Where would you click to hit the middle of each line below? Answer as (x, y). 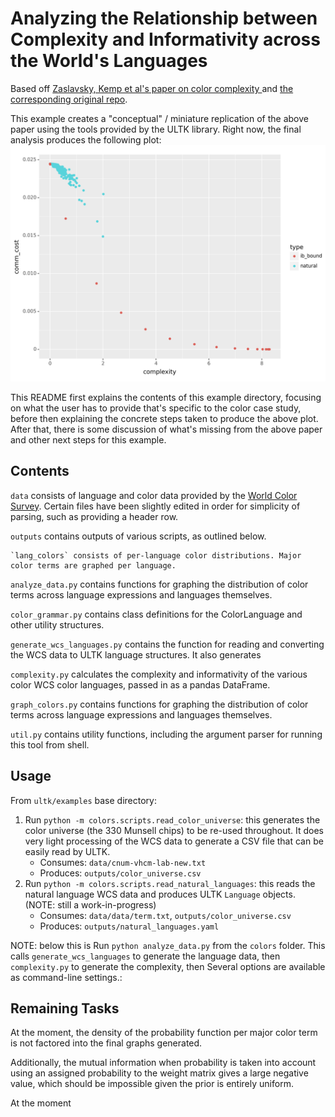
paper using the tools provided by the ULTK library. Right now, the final (156, 129)
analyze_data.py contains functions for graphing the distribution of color (159, 584)
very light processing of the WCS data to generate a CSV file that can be (174, 841)
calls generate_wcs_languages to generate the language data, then (145, 956)
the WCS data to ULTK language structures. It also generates (136, 654)
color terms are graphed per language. (93, 565)
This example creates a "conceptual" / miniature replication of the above (159, 118)
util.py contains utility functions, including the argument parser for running (166, 734)
